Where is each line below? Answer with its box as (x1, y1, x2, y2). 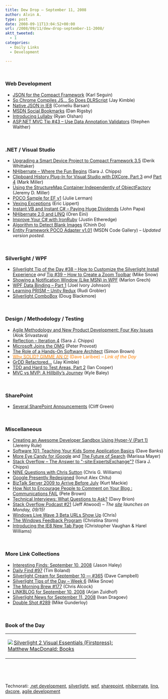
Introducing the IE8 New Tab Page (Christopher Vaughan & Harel (12, 523, 147, 529)
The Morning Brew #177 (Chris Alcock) (12, 583, 93, 589)
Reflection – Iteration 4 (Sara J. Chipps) (12, 337, 95, 343)
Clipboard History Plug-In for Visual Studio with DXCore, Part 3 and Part (12, 174, 162, 180)
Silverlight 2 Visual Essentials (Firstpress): (14, 639, 113, 646)
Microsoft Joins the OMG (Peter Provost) (12, 343, 97, 349)
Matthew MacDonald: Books (8, 645, 74, 652)
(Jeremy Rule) (12, 443, 42, 449)
